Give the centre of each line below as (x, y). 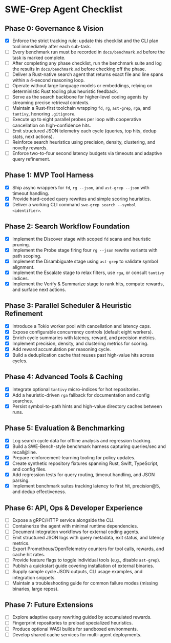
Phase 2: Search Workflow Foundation (67, 227)
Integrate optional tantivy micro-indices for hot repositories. (76, 389)
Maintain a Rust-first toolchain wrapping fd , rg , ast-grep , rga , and (81, 108)
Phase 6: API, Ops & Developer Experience (74, 508)
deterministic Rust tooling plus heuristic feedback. (65, 91)
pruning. (21, 244)
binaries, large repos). (35, 589)
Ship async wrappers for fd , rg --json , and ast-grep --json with (81, 187)
